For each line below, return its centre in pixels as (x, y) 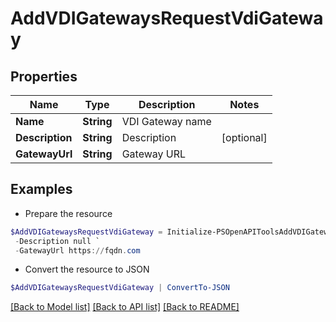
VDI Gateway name (166, 121)
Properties (44, 76)
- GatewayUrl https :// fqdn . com (77, 250)
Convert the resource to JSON (87, 269)
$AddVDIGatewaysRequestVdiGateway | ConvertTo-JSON (120, 288)
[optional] (244, 137)
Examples (41, 189)
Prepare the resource (68, 213)
